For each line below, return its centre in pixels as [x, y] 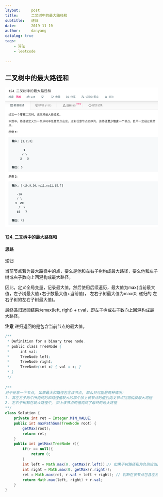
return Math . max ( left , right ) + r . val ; [63, 480]
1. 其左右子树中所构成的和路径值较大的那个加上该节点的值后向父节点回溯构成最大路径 [79, 398]
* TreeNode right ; [30, 362]
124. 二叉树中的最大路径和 [31, 237]
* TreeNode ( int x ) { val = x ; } [44, 367]
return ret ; [35, 434]
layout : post [23, 10]
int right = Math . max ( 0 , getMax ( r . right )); [67, 469]
